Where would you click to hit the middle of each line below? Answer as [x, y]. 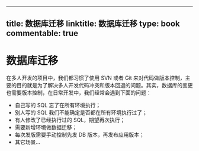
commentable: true [42, 33]
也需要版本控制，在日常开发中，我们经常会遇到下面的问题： [79, 93]
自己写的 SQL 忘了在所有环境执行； [58, 105]
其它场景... [27, 142]
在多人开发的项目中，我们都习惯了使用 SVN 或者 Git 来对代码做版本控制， [96, 78]
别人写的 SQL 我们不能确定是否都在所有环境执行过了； [81, 113]
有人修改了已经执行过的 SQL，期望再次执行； [70, 120]
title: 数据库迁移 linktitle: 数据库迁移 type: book [93, 24]
